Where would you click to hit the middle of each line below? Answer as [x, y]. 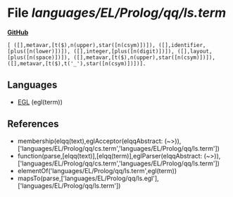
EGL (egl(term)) [40, 102]
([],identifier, [182, 45]
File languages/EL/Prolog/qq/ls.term [117, 13]
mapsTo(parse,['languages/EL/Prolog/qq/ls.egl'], [88, 178]
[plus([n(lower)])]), [39, 51]
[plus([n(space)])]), [39, 57]
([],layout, [195, 51]
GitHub [18, 32]
